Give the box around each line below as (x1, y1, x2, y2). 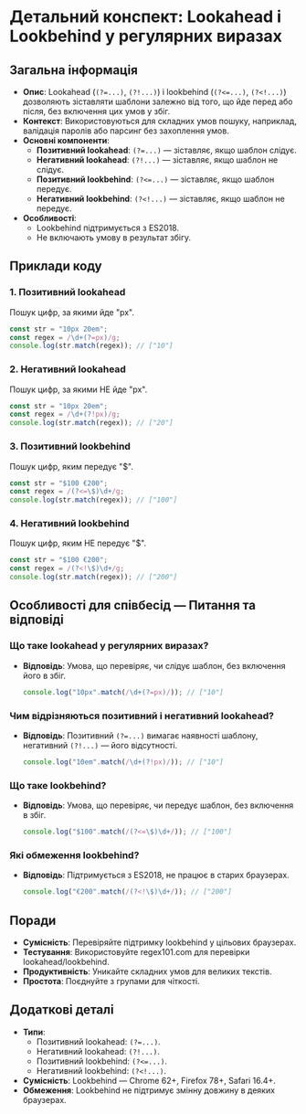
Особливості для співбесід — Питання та (9, 598, 256, 613)
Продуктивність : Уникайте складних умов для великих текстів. (22, 966, 272, 977)
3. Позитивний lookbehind (9, 440, 131, 453)
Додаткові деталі (9, 1003, 114, 1018)
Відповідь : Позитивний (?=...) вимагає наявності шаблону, (22, 729, 259, 741)
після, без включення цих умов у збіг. (22, 106, 171, 116)
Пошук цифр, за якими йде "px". (9, 306, 135, 317)
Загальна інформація (9, 62, 139, 78)
